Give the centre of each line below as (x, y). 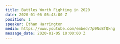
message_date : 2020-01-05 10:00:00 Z (45, 33)
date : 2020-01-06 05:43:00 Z (36, 15)
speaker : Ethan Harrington (34, 24)
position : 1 (18, 19)
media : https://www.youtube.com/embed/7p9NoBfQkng (60, 29)
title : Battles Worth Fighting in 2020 (48, 10)
